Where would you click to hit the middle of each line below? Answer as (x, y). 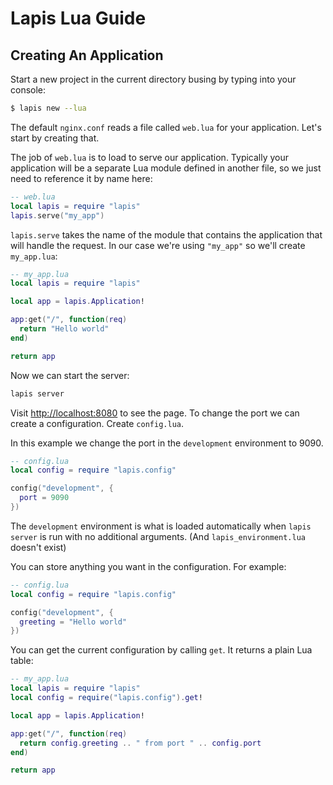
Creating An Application (87, 55)
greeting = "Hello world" (73, 622)
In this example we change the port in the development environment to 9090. (167, 443)
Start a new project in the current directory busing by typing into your (153, 79)
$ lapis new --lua (48, 108)
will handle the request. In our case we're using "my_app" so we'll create (158, 245)
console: (28, 90)
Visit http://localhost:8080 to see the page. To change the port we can (155, 413)
